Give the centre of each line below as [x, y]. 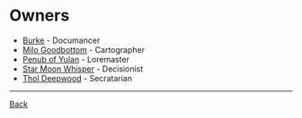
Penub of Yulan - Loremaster [76, 59]
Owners [40, 16]
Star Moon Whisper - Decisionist [83, 69]
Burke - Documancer [61, 40]
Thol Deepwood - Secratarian [77, 78]
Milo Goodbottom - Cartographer [84, 49]
